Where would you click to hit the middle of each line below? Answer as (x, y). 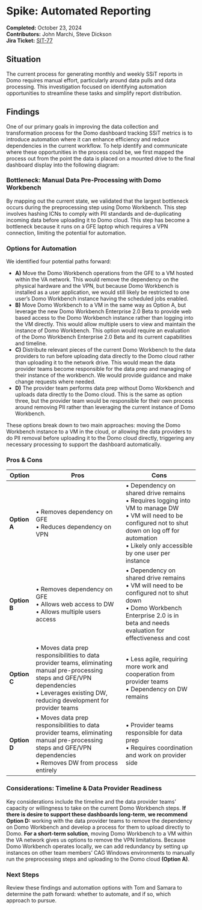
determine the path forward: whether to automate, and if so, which (89, 894)
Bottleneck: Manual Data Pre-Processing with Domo (84, 180)
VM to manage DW (152, 508)
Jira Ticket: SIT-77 (29, 40)
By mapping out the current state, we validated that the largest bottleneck (98, 201)
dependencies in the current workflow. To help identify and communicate (97, 145)
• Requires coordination (159, 748)
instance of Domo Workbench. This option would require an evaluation (102, 331)
